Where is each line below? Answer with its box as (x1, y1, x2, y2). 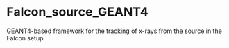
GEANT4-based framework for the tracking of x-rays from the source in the (6, 27, 223, 35)
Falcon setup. (6, 34, 46, 42)
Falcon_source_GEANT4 (6, 4, 149, 20)
